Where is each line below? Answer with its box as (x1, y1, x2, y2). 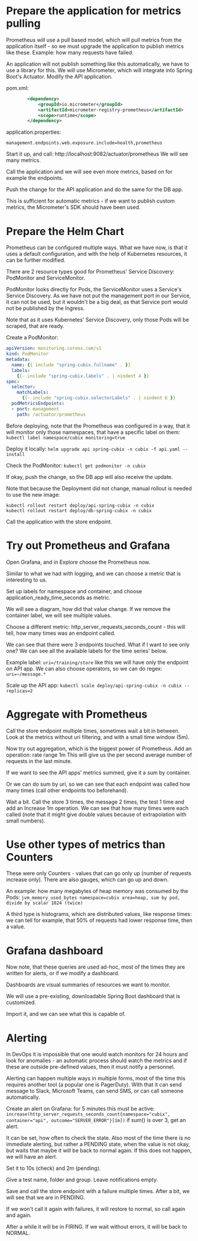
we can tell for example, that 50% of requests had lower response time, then (6, 917, 193, 924)
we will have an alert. (6, 1153, 58, 1160)
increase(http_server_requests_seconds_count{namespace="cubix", (6, 1111, 170, 1117)
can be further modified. (6, 256, 66, 264)
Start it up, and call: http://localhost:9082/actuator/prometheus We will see (6, 150, 189, 157)
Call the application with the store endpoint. (6, 518, 112, 525)
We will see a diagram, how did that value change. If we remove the (6, 605, 171, 612)
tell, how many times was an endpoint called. (6, 629, 116, 636)
